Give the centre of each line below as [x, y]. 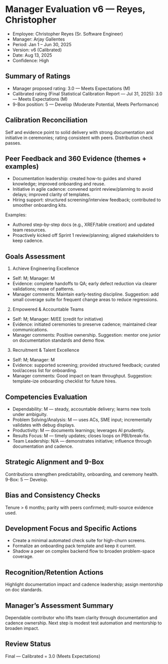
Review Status [28, 644]
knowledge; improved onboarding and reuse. [59, 184]
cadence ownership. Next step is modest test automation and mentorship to [83, 623]
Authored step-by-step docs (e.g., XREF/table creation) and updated [83, 225]
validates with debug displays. [44, 425]
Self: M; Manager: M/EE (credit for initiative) [58, 319]
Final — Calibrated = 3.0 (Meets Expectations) [53, 656]
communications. [30, 330]
